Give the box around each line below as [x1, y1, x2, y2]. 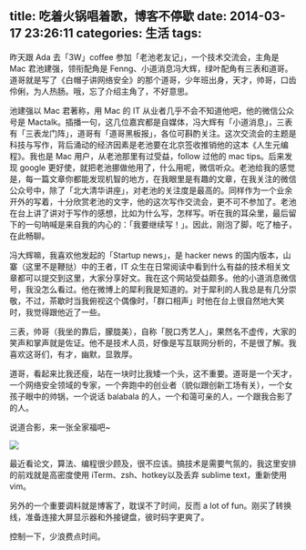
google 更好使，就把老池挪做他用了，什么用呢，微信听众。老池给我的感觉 [19, 162, 296, 173]
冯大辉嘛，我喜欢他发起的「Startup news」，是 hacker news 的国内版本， [9, 250, 284, 260]
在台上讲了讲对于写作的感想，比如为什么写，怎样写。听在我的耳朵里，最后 [9, 208, 289, 219]
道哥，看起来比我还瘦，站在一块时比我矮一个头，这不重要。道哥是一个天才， [9, 368, 297, 379]
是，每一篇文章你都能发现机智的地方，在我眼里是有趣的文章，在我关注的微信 [9, 173, 297, 184]
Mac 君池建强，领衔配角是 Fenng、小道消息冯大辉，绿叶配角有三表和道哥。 [9, 63, 293, 74]
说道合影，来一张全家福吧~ [9, 422, 111, 433]
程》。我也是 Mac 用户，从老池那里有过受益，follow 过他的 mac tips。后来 [9, 150, 285, 161]
